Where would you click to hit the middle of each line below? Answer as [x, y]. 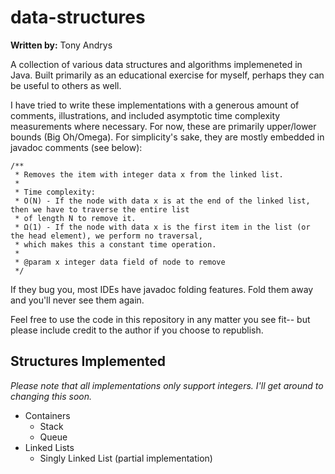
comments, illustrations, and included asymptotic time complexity [145, 115]
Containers [47, 415]
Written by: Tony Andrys [61, 45]
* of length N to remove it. [75, 218]
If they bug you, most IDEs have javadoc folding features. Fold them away [162, 289]
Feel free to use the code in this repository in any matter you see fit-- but [160, 319]
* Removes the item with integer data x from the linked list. [149, 174]
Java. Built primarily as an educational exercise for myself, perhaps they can [167, 75]
